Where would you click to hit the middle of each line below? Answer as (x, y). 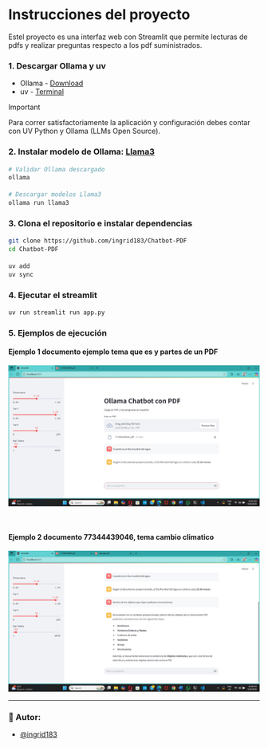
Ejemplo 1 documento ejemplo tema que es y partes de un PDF (113, 352)
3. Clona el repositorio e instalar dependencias (100, 223)
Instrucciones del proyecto (99, 15)
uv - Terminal (42, 92)
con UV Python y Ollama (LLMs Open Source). (85, 131)
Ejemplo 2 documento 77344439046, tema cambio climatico (111, 537)
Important (24, 107)
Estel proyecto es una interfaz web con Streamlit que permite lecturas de (128, 37)
